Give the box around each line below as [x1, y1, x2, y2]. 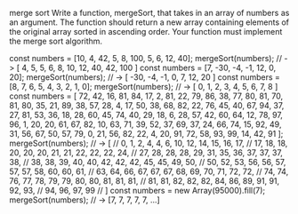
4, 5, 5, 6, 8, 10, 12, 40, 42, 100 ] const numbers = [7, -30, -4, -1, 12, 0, [21, 62, 277, 73]
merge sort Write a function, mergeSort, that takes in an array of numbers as [9, 8, 290, 18]
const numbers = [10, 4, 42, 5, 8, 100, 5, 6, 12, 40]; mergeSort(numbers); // [9, 53, 283, 63]
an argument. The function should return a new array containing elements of [9, 17, 290, 28]
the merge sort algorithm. [9, 36, 103, 46]
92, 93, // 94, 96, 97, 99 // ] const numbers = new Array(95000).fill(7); [9, 186, 266, 195]
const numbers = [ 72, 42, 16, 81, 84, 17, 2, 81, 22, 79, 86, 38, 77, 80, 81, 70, [9, 91, 283, 101]
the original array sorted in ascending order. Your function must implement [9, 27, 283, 36]
